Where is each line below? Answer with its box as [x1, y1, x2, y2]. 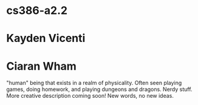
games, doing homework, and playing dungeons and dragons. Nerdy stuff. [6, 86, 193, 93]
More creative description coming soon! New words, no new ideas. [6, 92, 174, 100]
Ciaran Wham [6, 59, 77, 73]
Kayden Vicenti [6, 32, 86, 46]
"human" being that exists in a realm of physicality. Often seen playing [6, 80, 182, 87]
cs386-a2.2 [6, 4, 68, 18]
